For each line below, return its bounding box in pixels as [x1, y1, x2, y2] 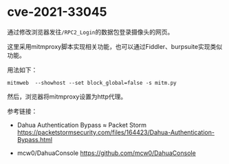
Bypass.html [17, 135, 53, 143]
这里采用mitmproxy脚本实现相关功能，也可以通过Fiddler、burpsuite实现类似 [7, 42, 222, 50]
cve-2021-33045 [7, 4, 107, 20]
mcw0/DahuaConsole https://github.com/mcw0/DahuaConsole [17, 149, 196, 157]
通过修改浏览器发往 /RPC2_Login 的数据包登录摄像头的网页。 [7, 28, 174, 36]
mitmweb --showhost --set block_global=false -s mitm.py [7, 79, 177, 86]
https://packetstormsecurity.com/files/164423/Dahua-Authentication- [17, 128, 215, 136]
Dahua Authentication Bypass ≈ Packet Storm [17, 121, 146, 129]
